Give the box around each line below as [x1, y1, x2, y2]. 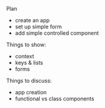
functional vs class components [14, 95, 95, 102]
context [14, 53, 34, 59]
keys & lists [14, 59, 43, 66]
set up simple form [14, 23, 62, 30]
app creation [14, 89, 47, 95]
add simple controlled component [14, 29, 99, 37]
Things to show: [6, 41, 46, 48]
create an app [14, 17, 50, 23]
